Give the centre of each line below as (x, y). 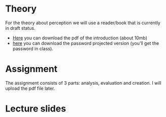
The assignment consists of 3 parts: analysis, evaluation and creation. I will (83, 83)
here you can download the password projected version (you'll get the (86, 43)
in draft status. (20, 28)
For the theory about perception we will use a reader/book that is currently (83, 23)
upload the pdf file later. (30, 88)
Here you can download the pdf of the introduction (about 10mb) (80, 38)
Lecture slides (36, 109)
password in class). (33, 48)
